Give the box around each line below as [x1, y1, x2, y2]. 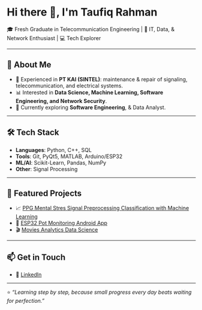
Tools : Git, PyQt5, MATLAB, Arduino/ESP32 [15, 153, 123, 160]
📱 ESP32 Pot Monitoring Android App [15, 220, 107, 227]
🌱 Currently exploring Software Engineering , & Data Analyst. [15, 104, 166, 111]
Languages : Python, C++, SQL [15, 146, 92, 153]
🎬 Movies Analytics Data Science [15, 226, 98, 233]
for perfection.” [7, 297, 45, 305]
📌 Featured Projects [7, 188, 82, 198]
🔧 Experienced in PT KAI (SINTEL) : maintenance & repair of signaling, [15, 75, 188, 83]
